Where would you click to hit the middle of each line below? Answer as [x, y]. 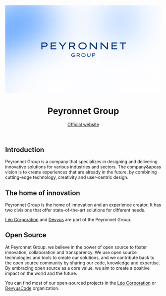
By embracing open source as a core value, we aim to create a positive [78, 268]
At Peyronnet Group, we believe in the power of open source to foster [76, 247]
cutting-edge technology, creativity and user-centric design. [67, 177]
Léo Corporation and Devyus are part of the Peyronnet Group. [68, 220]
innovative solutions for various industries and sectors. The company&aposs [83, 167]
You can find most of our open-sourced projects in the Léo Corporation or [81, 283]
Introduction [25, 149]
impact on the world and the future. [41, 273]
